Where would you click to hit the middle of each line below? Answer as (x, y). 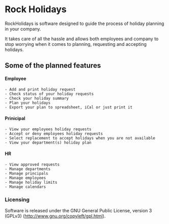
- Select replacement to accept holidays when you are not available (80, 138)
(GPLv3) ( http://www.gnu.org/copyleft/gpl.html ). (55, 216)
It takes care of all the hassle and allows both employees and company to (82, 39)
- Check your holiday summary (37, 98)
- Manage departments (28, 169)
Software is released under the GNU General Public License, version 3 (78, 211)
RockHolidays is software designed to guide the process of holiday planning (84, 23)
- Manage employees (25, 178)
